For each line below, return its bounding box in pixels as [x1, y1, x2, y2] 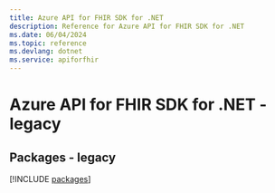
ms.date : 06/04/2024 [9, 30, 88, 39]
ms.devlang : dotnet [9, 47, 83, 56]
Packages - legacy [9, 150, 116, 165]
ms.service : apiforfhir [9, 55, 100, 64]
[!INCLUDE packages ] [9, 174, 91, 184]
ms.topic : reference [9, 38, 88, 48]
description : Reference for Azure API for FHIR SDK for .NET [9, 22, 245, 31]
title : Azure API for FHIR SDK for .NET [9, 13, 165, 23]
